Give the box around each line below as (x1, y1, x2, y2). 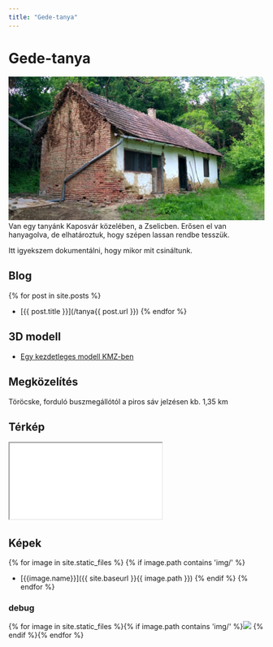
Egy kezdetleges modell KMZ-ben (19, 352, 134, 361)
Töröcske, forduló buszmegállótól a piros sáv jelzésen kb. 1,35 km (8, 396, 229, 406)
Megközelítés (8, 375, 79, 389)
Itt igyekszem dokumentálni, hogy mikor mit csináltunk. (8, 246, 193, 256)
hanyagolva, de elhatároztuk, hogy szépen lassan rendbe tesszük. (8, 230, 230, 239)
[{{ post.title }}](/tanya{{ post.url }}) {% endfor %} (19, 306, 187, 316)
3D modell (8, 330, 61, 344)
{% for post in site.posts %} (8, 291, 102, 300)
